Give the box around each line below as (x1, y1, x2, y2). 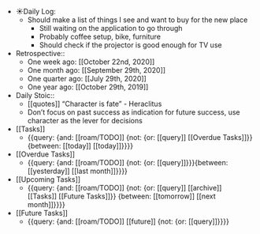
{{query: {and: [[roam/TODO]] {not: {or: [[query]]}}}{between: (27, 158, 228, 167)
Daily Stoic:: (15, 91, 55, 100)
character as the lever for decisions (27, 116, 143, 125)
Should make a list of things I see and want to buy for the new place (27, 15, 248, 25)
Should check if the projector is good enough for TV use (39, 40, 222, 50)
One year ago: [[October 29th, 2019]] (27, 82, 149, 92)
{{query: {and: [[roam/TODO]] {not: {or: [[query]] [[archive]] (27, 183, 222, 192)
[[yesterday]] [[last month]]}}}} (27, 166, 128, 175)
